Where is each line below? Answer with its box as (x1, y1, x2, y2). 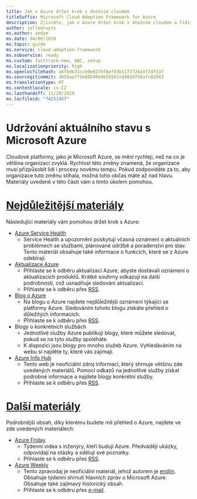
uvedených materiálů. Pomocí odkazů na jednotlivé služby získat (23, 366, 180, 373)
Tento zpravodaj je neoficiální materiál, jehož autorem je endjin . (23, 468, 176, 475)
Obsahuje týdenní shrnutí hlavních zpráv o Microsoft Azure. (23, 474, 167, 481)
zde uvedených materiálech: (6, 425, 75, 432)
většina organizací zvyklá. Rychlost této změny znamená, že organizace (6, 159, 180, 166)
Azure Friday (14, 437, 46, 444)
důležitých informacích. (23, 311, 80, 318)
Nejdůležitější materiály (6, 198, 124, 212)
